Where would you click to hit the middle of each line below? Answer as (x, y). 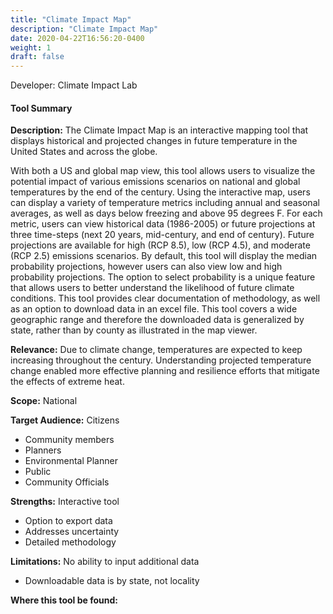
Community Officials (67, 482)
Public (38, 472)
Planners (43, 450)
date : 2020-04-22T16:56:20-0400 (77, 38)
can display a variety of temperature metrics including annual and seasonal (165, 203)
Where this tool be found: (64, 600)
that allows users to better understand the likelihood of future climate (152, 288)
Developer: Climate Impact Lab (74, 85)
